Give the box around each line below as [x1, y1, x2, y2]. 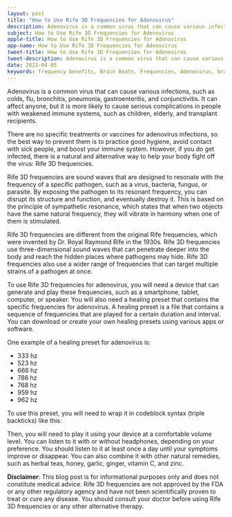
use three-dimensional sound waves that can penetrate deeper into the [7, 245, 209, 253]
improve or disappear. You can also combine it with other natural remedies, [7, 451, 221, 460]
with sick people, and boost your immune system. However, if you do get [7, 145, 215, 153]
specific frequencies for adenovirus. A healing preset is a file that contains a [7, 302, 224, 311]
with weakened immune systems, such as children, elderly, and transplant [7, 109, 217, 118]
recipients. [7, 116, 37, 125]
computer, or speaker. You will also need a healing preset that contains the [7, 295, 220, 303]
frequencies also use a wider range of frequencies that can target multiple [7, 260, 219, 268]
